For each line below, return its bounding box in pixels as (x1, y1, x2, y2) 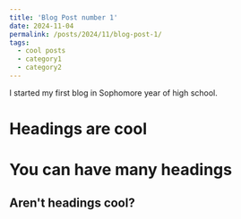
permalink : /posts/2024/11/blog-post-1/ (9, 29, 163, 38)
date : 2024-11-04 (9, 21, 74, 30)
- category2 (17, 63, 63, 72)
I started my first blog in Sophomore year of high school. (9, 87, 218, 98)
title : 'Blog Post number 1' (9, 13, 118, 22)
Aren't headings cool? (9, 195, 136, 210)
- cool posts (17, 46, 66, 55)
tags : (9, 38, 30, 47)
